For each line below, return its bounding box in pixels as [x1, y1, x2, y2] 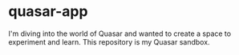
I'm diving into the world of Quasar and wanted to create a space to [8, 29, 231, 38]
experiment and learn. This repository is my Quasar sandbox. [8, 37, 210, 46]
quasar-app [8, 2, 88, 21]
